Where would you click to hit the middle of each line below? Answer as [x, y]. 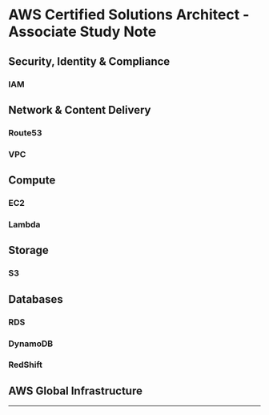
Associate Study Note [82, 32]
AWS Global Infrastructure [75, 391]
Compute [32, 181]
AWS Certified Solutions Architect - [129, 15]
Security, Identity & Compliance [89, 61]
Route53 [25, 132]
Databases [36, 299]
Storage [29, 250]
